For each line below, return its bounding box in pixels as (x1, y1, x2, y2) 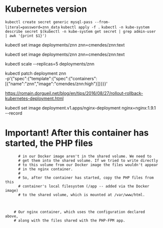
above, (5, 214, 19, 219)
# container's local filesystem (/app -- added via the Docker (18, 183, 150, 189)
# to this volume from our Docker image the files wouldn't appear (18, 162, 159, 167)
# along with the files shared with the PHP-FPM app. (14, 218, 125, 223)
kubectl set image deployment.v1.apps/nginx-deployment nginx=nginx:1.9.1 (5, 105, 156, 111)
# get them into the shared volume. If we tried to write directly (18, 158, 159, 163)
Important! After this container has (5, 127, 149, 138)
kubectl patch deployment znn (5, 70, 67, 76)
